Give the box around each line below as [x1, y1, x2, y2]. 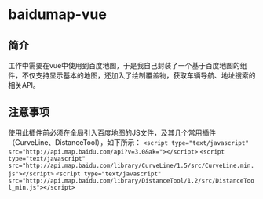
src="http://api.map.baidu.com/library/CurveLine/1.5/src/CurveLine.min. [8, 161, 255, 169]
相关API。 [8, 81, 41, 89]
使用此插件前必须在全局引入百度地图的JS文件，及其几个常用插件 [8, 128, 216, 137]
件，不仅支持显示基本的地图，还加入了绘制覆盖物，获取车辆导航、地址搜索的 [8, 71, 256, 80]
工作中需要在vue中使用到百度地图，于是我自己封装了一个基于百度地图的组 [8, 61, 247, 70]
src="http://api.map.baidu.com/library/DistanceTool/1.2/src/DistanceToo [8, 176, 255, 185]
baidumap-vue [8, 5, 108, 24]
